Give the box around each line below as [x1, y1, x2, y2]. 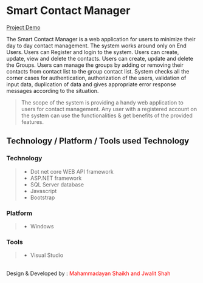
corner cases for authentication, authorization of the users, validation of [6, 74, 187, 81]
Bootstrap [30, 194, 55, 201]
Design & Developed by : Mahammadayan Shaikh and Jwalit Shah [6, 270, 171, 277]
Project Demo [6, 24, 41, 31]
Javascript [30, 187, 57, 194]
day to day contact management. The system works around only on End [6, 42, 187, 49]
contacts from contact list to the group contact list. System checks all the [6, 67, 190, 75]
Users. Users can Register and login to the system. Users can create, [6, 48, 179, 55]
